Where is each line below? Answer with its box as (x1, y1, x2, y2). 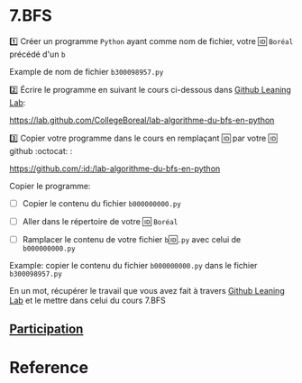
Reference (9, 357, 88, 378)
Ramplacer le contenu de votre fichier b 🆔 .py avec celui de (22, 234, 242, 245)
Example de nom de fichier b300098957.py (9, 66, 164, 77)
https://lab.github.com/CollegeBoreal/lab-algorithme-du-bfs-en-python (9, 114, 275, 125)
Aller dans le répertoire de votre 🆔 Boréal (22, 216, 178, 226)
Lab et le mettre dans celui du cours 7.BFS (9, 295, 167, 306)
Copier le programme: (9, 180, 91, 191)
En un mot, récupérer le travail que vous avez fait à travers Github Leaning (9, 286, 286, 296)
